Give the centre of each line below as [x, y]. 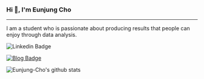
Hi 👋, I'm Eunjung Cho [39, 10]
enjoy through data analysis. [42, 35]
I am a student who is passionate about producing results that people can [98, 28]
